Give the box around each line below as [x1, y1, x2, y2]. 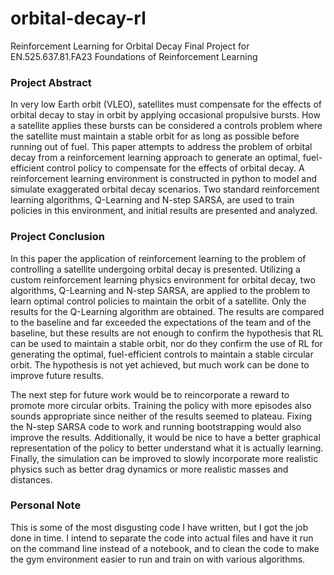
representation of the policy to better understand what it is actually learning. [10, 442, 324, 454]
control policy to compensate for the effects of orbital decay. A [46, 162, 305, 174]
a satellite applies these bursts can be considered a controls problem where [10, 120, 323, 132]
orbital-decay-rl [10, 7, 147, 30]
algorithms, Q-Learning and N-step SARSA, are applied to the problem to [10, 284, 311, 296]
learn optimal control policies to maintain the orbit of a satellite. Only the [10, 295, 307, 307]
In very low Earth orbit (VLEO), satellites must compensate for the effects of [10, 98, 323, 111]
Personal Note [10, 498, 82, 512]
